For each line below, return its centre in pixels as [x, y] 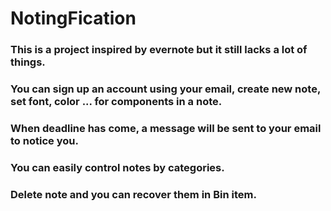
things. [28, 62]
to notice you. [44, 140]
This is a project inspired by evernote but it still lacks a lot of [159, 50]
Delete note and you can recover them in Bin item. [133, 194]
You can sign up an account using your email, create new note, [165, 89]
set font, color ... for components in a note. [116, 102]
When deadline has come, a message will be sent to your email [166, 128]
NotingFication [73, 18]
